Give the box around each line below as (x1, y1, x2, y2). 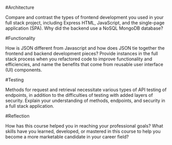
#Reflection (5, 113, 30, 119)
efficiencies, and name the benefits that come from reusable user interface (5, 61, 164, 67)
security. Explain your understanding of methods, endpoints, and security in (5, 97, 165, 103)
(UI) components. (5, 67, 42, 73)
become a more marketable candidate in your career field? (5, 134, 129, 140)
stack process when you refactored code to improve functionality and (5, 56, 153, 62)
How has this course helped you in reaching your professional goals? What (5, 123, 163, 129)
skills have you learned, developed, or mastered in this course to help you (5, 128, 161, 134)
